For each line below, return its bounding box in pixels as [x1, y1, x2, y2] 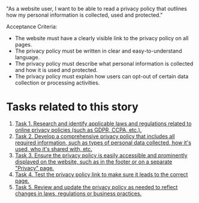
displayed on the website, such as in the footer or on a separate [14, 158, 173, 165]
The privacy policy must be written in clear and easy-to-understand [14, 47, 182, 54]
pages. [14, 41, 32, 48]
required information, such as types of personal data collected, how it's [14, 139, 192, 146]
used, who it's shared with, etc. [14, 145, 93, 152]
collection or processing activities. [14, 79, 100, 86]
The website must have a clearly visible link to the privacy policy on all [14, 35, 189, 41]
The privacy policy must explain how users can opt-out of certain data [14, 73, 189, 80]
